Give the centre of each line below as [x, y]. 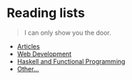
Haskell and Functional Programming [71, 61]
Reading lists [46, 13]
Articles [28, 46]
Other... [28, 69]
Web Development [44, 54]
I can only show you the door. [67, 33]
